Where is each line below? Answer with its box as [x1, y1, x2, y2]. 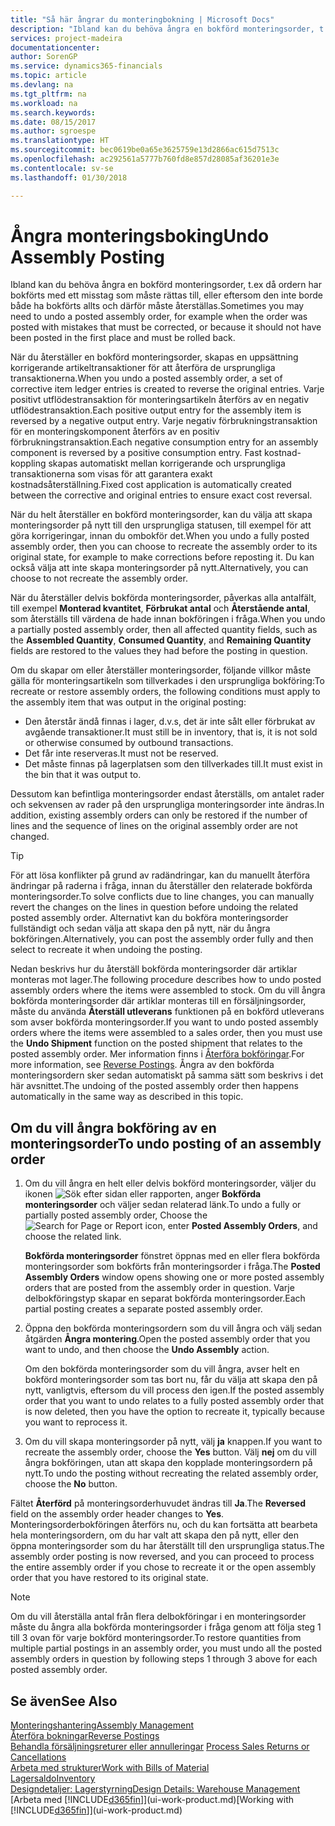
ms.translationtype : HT [10, 136, 110, 146]
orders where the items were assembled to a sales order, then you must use [10, 1027, 323, 1039]
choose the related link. [24, 1231, 122, 1243]
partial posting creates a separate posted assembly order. [24, 1303, 263, 1315]
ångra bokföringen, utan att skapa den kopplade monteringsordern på [24, 1457, 313, 1469]
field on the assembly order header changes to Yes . [10, 1508, 225, 1520]
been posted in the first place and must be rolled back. [10, 332, 236, 344]
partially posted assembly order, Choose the [24, 1209, 208, 1221]
